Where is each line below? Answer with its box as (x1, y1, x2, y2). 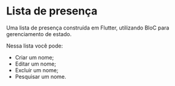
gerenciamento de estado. (6, 30, 72, 37)
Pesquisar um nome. (14, 73, 66, 80)
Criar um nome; (14, 54, 54, 61)
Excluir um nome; (14, 66, 59, 73)
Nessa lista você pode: (6, 42, 63, 49)
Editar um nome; (14, 60, 56, 67)
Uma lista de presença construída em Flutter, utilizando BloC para (6, 24, 170, 31)
